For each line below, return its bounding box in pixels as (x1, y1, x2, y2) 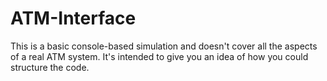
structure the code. (10, 61, 90, 73)
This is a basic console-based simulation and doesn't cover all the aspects (10, 40, 318, 52)
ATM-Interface (10, 7, 137, 30)
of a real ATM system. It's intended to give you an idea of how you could (10, 50, 309, 62)
